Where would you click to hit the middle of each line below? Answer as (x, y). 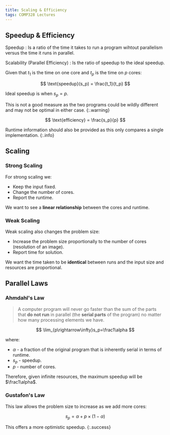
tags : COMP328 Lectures (30, 15)
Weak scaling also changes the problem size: (53, 231)
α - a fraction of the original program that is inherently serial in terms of (87, 350)
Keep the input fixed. (35, 187)
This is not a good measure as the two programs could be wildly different (82, 104)
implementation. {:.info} (30, 135)
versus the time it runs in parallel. (40, 53)
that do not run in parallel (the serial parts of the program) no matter (89, 314)
